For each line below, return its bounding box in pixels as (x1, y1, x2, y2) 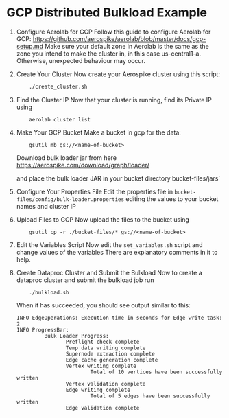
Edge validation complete (65, 404, 140, 411)
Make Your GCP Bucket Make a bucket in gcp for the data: (16, 128, 181, 137)
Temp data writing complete (65, 345, 146, 351)
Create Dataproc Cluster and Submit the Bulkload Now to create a (16, 268, 203, 277)
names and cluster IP (16, 202, 76, 210)
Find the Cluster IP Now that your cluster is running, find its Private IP (16, 95, 212, 104)
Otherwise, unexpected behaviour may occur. (16, 56, 145, 65)
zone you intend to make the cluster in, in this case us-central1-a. (16, 49, 202, 58)
